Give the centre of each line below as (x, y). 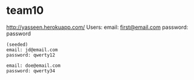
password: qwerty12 (31, 55)
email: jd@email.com (32, 50)
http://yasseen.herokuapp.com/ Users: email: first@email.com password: (97, 27)
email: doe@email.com (34, 66)
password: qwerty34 (31, 71)
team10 (25, 11)
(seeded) (17, 45)
